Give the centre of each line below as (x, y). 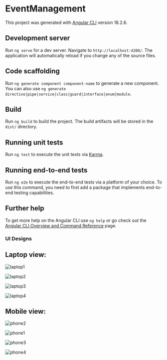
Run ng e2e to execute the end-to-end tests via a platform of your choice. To (84, 182)
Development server (38, 38)
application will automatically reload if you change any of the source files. (81, 55)
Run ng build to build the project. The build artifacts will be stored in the (79, 121)
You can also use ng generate (36, 88)
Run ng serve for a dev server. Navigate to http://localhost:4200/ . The (79, 50)
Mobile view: (25, 311)
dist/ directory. (21, 127)
